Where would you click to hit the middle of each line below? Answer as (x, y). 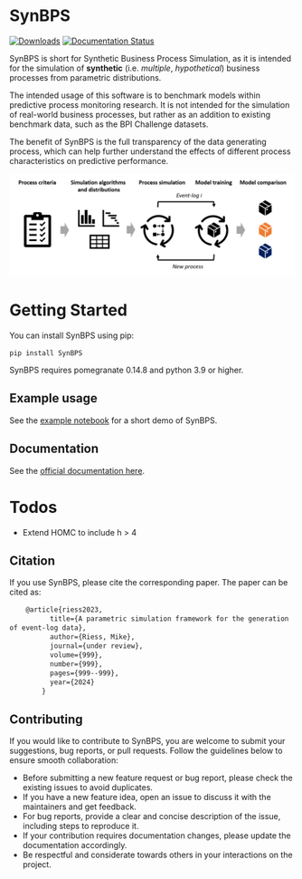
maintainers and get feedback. (80, 807)
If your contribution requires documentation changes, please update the (156, 836)
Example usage (53, 398)
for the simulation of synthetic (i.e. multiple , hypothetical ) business (135, 68)
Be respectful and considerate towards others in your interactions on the (157, 855)
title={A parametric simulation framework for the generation (169, 619)
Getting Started (69, 310)
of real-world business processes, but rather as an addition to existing (140, 114)
